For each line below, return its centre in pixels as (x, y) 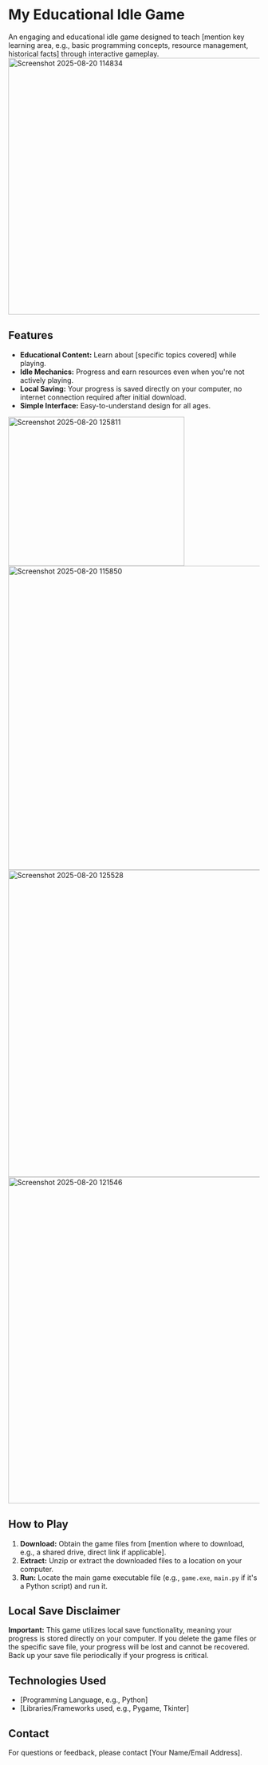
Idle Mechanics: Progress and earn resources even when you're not (132, 372)
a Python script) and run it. (63, 1586)
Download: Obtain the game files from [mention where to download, (132, 1543)
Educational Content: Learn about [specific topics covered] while (128, 355)
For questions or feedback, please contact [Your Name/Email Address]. (125, 1753)
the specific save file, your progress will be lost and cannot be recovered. (129, 1647)
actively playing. (47, 380)
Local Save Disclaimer (65, 1611)
